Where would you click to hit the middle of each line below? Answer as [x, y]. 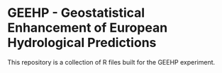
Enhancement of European [88, 28]
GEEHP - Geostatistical [76, 13]
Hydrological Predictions [82, 43]
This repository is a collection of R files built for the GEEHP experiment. [111, 62]
